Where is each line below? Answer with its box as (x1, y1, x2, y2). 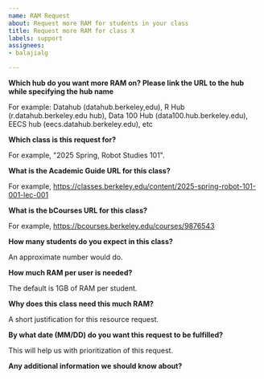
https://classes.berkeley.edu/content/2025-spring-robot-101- (53, 181, 256, 191)
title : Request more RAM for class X (8, 26, 135, 35)
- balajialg (8, 49, 48, 57)
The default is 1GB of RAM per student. (8, 283, 138, 293)
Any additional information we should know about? (8, 361, 183, 370)
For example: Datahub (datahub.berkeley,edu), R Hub (8, 102, 185, 112)
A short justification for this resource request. (8, 315, 159, 324)
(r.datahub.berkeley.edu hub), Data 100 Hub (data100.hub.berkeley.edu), (8, 111, 248, 120)
